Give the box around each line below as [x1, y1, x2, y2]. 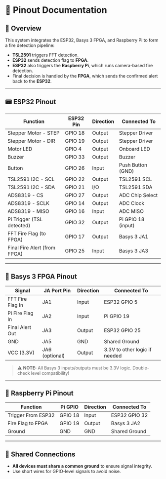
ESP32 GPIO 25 [103, 327, 141, 334]
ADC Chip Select [119, 192, 158, 199]
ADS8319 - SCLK [7, 200, 50, 206]
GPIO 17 [65, 233, 85, 240]
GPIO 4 [65, 145, 82, 152]
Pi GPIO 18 [119, 216, 145, 223]
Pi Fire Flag [7, 310, 34, 317]
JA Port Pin [43, 287, 71, 294]
